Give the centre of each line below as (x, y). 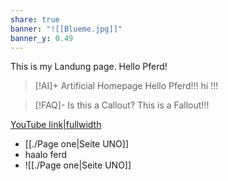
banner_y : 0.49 (42, 38)
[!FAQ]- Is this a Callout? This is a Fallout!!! (122, 105)
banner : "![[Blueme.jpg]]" (66, 29)
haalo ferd (46, 155)
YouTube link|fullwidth (56, 125)
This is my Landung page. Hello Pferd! (89, 67)
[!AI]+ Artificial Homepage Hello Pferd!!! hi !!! (126, 86)
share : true (35, 19)
